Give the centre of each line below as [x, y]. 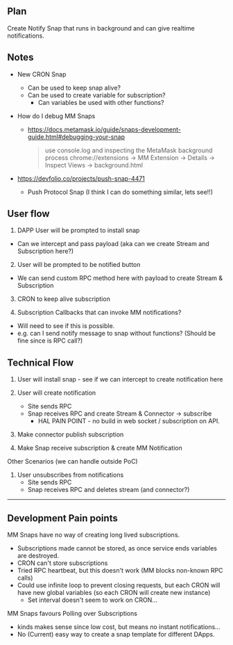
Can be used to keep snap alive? [74, 88]
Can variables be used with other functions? [101, 102]
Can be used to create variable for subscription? [96, 95]
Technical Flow [41, 362]
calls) [25, 578]
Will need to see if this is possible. [66, 326]
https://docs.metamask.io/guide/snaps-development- [104, 129]
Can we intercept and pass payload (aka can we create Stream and [113, 244]
